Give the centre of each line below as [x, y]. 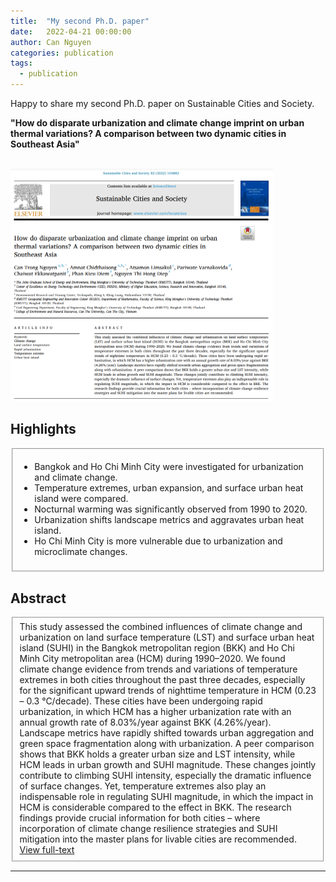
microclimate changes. [81, 551]
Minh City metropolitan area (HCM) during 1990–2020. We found [152, 659]
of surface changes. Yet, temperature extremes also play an [143, 786]
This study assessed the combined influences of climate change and [161, 627]
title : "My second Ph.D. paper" [80, 21]
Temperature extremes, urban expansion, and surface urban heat [169, 487]
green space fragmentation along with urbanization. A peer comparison [167, 744]
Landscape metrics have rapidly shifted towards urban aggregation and [167, 733]
